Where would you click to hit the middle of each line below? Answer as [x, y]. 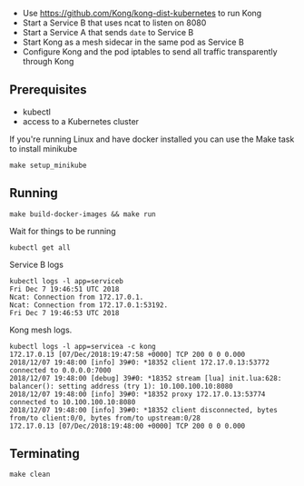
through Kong [48, 61]
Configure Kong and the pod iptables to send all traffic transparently [150, 52]
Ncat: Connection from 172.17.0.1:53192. [89, 305]
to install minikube [44, 148]
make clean [30, 475]
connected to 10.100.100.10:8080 [73, 402]
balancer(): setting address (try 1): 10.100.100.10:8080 [121, 386]
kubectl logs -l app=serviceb [67, 281]
